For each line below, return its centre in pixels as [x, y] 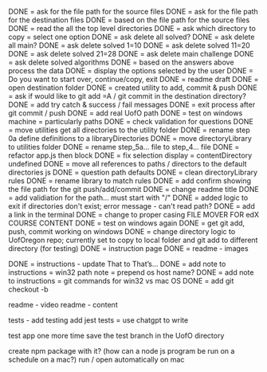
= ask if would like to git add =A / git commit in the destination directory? [128, 96]
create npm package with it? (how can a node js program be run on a [122, 351]
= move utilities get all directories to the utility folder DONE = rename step [129, 130]
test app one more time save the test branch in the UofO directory [116, 335]
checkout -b [29, 289]
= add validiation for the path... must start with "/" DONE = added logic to [128, 198]
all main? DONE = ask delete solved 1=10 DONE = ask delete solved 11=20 [130, 45]
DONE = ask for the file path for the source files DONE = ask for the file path [133, 12]
